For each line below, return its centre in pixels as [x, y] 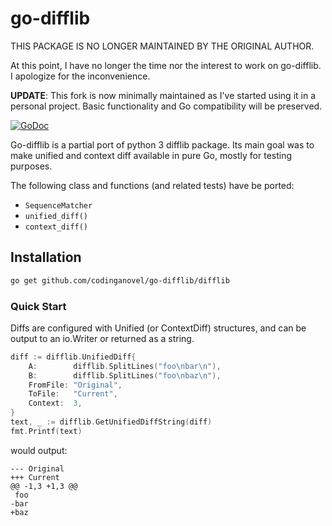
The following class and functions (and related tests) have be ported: [152, 185]
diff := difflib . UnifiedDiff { [73, 357]
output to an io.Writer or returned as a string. [102, 338]
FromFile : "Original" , [75, 385]
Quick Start [38, 306]
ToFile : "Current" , [73, 394]
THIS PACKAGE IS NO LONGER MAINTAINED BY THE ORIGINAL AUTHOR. [162, 46]
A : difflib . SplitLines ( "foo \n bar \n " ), [125, 366]
